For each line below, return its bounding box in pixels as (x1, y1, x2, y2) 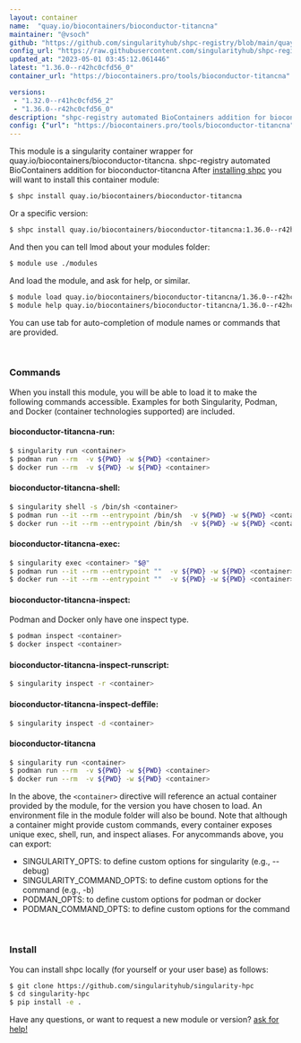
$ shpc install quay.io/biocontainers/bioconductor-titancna (9, 192, 243, 201)
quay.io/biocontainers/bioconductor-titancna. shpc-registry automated (9, 155, 271, 166)
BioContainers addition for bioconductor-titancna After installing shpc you (9, 165, 282, 176)
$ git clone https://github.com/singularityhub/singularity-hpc (9, 981, 254, 990)
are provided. (9, 327, 59, 337)
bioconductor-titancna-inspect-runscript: (9, 659, 170, 670)
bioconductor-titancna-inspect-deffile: (9, 698, 159, 709)
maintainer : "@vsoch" (9, 30, 90, 39)
